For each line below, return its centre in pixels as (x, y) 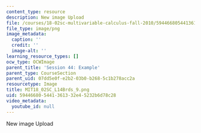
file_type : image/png (33, 28)
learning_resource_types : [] (42, 56)
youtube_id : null (33, 106)
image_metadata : (26, 34)
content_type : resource (36, 12)
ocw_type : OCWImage (31, 62)
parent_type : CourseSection (41, 73)
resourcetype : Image (32, 84)
